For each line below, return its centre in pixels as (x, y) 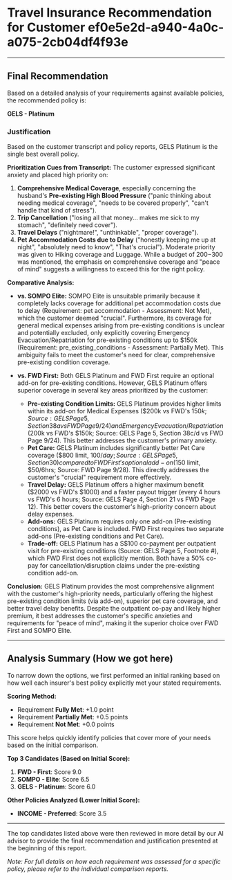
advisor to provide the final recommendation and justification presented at (113, 841)
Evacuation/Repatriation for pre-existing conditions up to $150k (107, 340)
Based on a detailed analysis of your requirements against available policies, (116, 93)
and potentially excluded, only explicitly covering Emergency (103, 333)
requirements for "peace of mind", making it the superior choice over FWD (113, 623)
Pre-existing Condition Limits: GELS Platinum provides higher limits (124, 404)
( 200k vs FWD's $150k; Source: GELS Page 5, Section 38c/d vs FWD (125, 433)
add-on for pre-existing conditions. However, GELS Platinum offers (112, 383)
